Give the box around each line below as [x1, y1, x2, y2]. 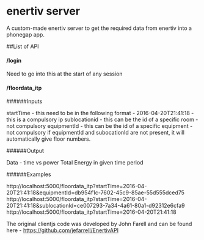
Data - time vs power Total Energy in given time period [6, 159, 144, 166]
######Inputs [6, 97, 43, 105]
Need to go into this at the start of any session [6, 70, 123, 77]
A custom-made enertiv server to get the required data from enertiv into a [6, 24, 192, 32]
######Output [6, 147, 45, 155]
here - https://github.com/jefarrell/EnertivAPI [6, 227, 119, 234]
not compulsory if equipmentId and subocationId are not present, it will [6, 129, 185, 136]
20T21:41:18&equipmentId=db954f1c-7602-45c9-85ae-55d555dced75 [6, 189, 185, 196]
